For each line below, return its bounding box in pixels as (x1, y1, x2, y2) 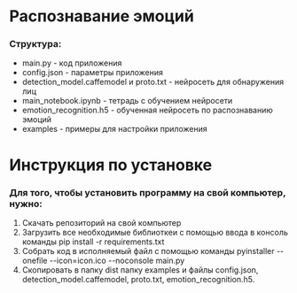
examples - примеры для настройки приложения (21, 124, 207, 135)
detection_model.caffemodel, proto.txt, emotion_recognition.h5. (21, 274, 255, 284)
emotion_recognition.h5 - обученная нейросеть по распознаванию (21, 104, 273, 116)
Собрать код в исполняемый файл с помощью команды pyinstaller (21, 245, 275, 256)
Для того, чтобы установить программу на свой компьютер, (9, 186, 286, 198)
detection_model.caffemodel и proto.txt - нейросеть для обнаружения (21, 77, 285, 88)
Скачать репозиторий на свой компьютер (21, 217, 182, 227)
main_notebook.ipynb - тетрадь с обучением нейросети (21, 96, 233, 106)
